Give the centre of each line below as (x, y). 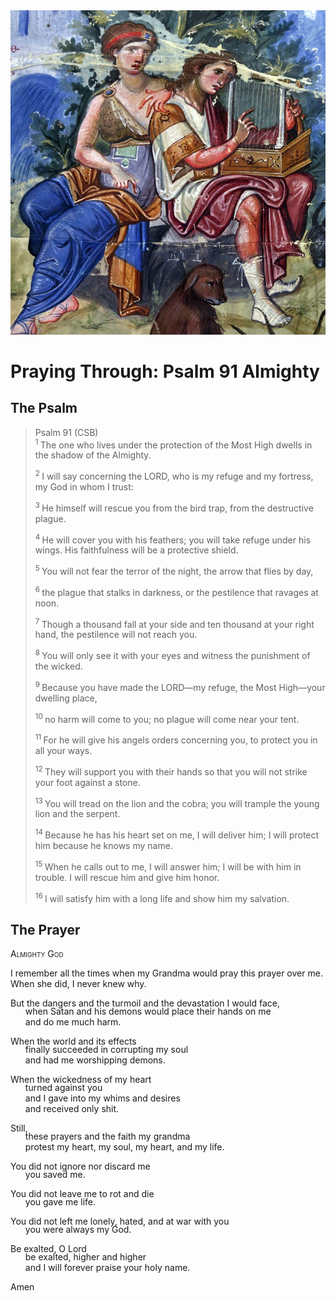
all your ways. (63, 750)
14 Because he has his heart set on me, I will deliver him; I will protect (177, 834)
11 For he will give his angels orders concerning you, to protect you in (176, 739)
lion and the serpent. (77, 814)
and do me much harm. (73, 1022)
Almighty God (37, 953)
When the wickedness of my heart (81, 1079)
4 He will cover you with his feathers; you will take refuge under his (173, 539)
